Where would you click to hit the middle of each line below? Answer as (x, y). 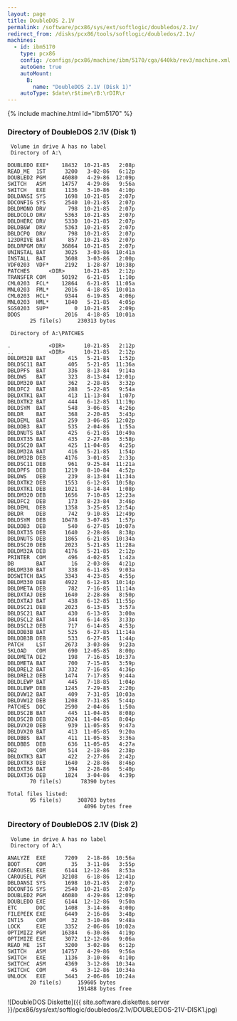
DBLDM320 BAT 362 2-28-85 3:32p (71, 383)
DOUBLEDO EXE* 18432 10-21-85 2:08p (71, 165)
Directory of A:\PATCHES (47, 334)
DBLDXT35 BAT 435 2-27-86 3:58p (71, 439)
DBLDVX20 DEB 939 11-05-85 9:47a (71, 726)
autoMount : (36, 73)
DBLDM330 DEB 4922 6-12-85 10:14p (71, 583)
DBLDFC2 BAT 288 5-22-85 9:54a (71, 390)
